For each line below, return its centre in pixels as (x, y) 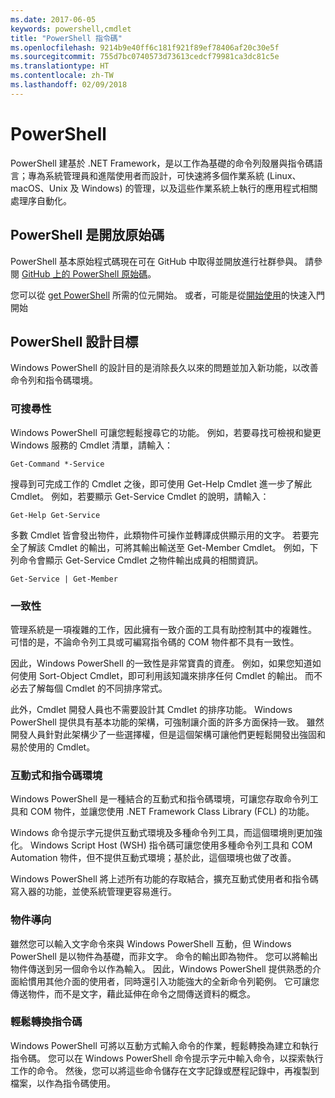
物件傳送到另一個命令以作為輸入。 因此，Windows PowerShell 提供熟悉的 (161, 968)
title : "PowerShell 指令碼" (66, 38)
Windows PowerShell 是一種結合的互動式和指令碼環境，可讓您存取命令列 (160, 799)
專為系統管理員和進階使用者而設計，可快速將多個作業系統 (146, 175)
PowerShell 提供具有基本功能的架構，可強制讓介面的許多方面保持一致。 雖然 (167, 722)
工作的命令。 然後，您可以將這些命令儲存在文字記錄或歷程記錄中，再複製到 (165, 1070)
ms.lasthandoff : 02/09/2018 (69, 85)
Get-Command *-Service (57, 464)
